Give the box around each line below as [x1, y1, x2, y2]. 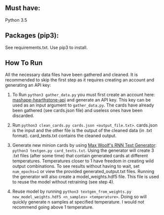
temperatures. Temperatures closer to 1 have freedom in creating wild [12, 158, 154, 164]
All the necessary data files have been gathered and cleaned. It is [5, 72, 138, 78]
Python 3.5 [5, 17, 27, 23]
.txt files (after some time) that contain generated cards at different [12, 153, 148, 159]
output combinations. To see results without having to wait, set [12, 163, 140, 169]
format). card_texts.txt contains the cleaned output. [12, 133, 117, 139]
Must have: [5, 4, 40, 12]
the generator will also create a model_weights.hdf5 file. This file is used [12, 174, 159, 179]
